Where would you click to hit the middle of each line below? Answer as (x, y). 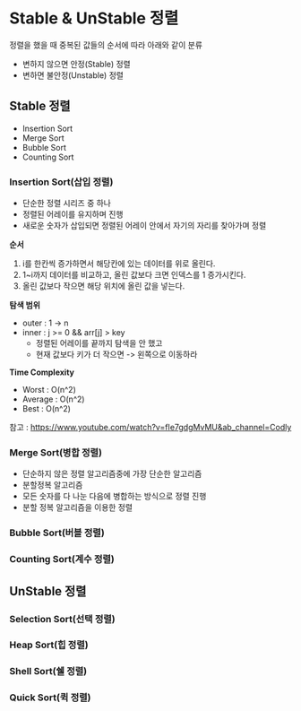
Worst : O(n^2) (49, 390)
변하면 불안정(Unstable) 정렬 (73, 75)
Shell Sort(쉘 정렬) (48, 672)
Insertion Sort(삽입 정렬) (61, 182)
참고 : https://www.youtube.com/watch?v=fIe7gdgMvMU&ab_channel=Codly (150, 428)
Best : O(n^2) (47, 409)
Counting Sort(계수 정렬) (62, 559)
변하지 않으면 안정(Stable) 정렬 (77, 64)
